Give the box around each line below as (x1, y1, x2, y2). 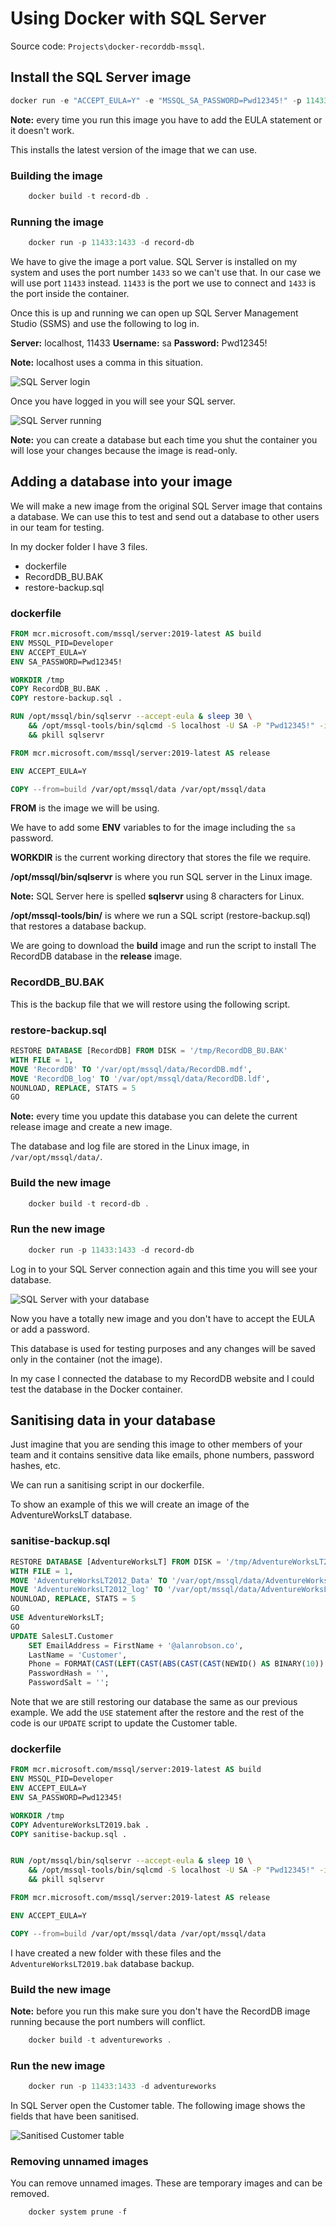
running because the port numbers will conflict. (10, 2015, 206, 2027)
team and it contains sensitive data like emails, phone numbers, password (10, 1449, 315, 1461)
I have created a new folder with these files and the (10, 1947, 222, 1959)
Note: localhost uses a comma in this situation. (10, 356, 203, 368)
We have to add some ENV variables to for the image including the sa (10, 822, 296, 834)
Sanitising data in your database (10, 1412, 217, 1429)
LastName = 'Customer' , (28, 1650, 128, 1660)
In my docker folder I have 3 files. (10, 540, 148, 552)
